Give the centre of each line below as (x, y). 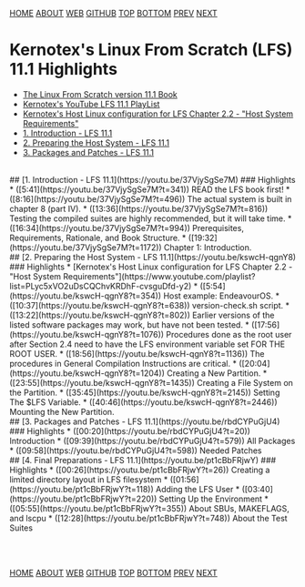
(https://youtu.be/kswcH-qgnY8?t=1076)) (87, 334)
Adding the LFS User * (198, 489)
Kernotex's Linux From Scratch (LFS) (151, 50)
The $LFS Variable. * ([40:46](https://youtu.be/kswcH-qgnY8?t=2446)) (143, 402)
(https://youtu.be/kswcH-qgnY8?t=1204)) (87, 373)
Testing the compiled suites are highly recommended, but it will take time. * (151, 218)
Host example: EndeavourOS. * (222, 296)
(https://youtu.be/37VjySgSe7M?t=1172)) (86, 247)
